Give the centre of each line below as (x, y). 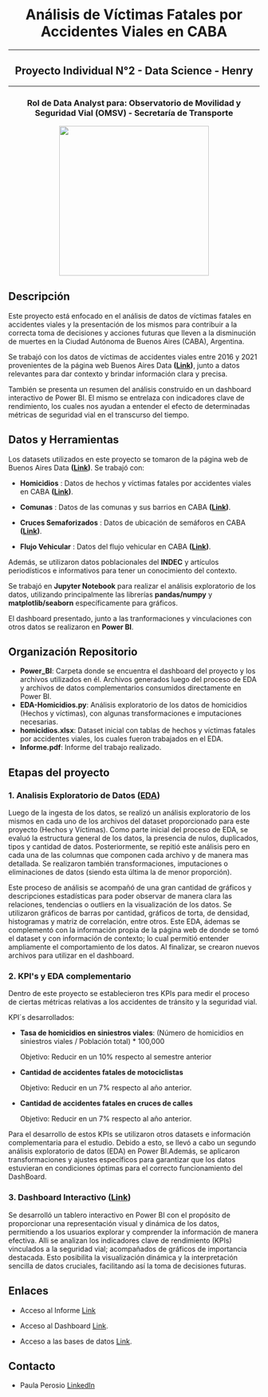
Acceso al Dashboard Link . (64, 1326)
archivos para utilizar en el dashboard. (71, 955)
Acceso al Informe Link (57, 1310)
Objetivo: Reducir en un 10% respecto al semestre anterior (116, 1057)
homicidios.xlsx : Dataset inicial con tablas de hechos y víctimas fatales (138, 730)
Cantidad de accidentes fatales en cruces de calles (106, 1103)
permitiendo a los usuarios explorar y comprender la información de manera (134, 1232)
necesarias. (39, 722)
